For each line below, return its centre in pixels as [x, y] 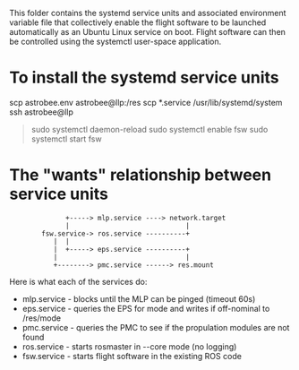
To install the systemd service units [144, 77]
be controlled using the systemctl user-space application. [115, 41]
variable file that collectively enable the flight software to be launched [138, 22]
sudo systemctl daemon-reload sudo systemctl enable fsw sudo [149, 129]
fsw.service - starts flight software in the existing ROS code [132, 356]
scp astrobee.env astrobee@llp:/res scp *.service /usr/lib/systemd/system [146, 102]
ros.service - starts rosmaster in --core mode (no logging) [129, 346]
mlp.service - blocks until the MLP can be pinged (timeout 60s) [139, 298]
